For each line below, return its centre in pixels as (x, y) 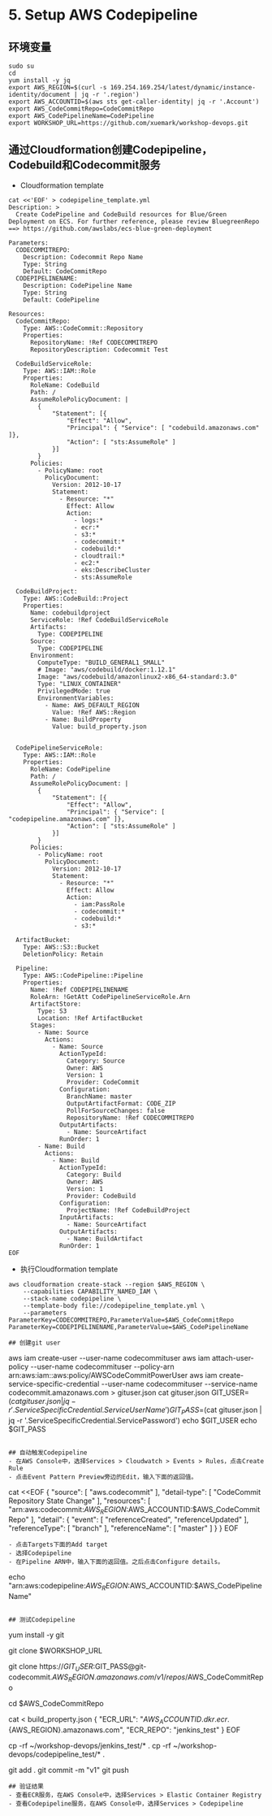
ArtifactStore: (56, 1004)
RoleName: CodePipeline (70, 769)
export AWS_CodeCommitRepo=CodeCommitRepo (81, 109)
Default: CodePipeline (61, 300)
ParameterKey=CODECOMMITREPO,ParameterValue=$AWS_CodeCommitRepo (121, 1320)
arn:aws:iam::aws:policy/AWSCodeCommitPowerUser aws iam (113, 1375)
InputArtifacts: (87, 1217)
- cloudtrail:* (99, 556)
